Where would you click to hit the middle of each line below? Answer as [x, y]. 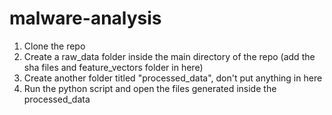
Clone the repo [54, 46]
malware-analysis [85, 18]
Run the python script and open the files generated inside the [150, 88]
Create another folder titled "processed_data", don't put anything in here [173, 78]
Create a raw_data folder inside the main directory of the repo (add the [169, 56]
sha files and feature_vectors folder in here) [113, 67]
